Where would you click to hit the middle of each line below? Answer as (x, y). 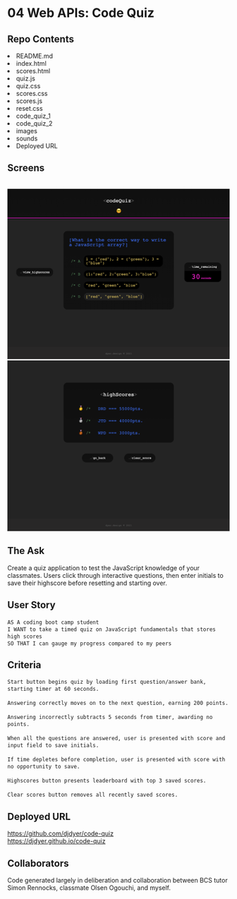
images (27, 131)
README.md (35, 56)
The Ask (26, 551)
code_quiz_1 (34, 116)
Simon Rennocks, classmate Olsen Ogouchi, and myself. (89, 888)
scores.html (34, 71)
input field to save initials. (53, 746)
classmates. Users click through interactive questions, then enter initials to (115, 575)
